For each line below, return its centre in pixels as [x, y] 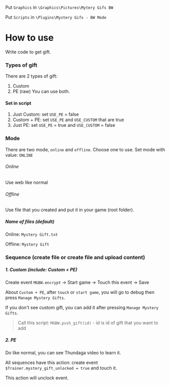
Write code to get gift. [28, 52]
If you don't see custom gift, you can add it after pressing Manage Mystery [82, 307]
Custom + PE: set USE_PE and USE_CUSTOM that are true [68, 120]
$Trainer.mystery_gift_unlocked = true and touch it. [61, 368]
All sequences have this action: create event [52, 362]
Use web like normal [27, 182]
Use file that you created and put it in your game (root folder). [70, 210]
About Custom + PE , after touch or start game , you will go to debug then [80, 292]
